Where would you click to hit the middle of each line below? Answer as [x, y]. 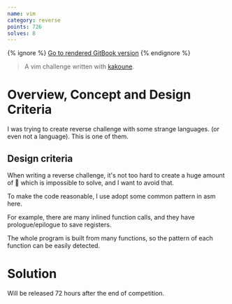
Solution [32, 274]
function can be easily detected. [53, 246]
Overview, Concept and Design [99, 95]
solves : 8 [22, 33]
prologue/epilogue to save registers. [59, 225]
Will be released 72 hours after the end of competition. [86, 293]
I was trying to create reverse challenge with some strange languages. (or [114, 129]
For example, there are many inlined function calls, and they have [101, 217]
